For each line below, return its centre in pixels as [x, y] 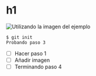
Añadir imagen [32, 60]
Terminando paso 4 [38, 67]
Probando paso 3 [26, 42]
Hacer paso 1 [30, 53]
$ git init [19, 37]
